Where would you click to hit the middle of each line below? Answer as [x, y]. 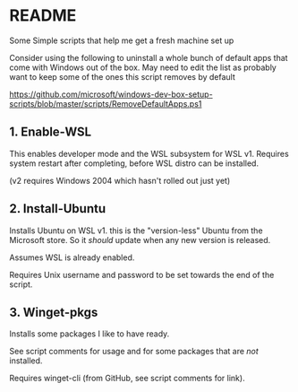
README [43, 16]
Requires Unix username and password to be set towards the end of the [142, 274]
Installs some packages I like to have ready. [89, 334]
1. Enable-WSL [51, 132]
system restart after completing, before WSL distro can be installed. [134, 163]
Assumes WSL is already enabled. [72, 257]
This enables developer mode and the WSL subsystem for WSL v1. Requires [149, 153]
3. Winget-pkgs [54, 312]
